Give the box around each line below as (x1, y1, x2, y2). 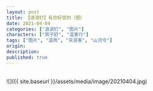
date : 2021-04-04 (6, 20, 51, 26)
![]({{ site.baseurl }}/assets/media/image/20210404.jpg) (6, 78, 147, 85)
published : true (6, 54, 48, 60)
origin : (6, 43, 26, 49)
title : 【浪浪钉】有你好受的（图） (6, 15, 85, 21)
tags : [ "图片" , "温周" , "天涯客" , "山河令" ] (6, 37, 113, 43)
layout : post (6, 9, 40, 15)
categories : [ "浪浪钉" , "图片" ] (6, 26, 84, 32)
